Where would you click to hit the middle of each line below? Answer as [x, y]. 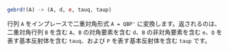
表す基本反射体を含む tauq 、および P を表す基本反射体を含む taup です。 [109, 40]
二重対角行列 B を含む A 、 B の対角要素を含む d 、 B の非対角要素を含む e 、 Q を [115, 32]
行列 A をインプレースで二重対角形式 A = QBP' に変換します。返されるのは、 [114, 23]
